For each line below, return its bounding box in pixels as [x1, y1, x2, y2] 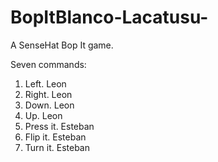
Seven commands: [10, 58, 87, 70]
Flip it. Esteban [24, 131, 87, 143]
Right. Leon [24, 88, 73, 100]
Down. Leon [24, 99, 75, 111]
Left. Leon [24, 77, 67, 90]
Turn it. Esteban [24, 141, 90, 153]
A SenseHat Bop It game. [10, 39, 114, 51]
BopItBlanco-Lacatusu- [10, 6, 209, 29]
